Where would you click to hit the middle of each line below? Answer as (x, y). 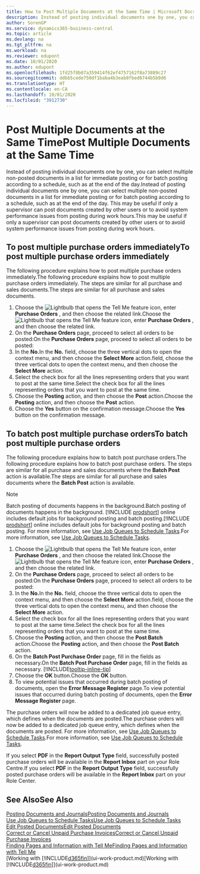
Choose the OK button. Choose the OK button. (71, 676)
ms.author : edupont (30, 67)
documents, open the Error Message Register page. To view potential (100, 688)
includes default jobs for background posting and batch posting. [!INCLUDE (98, 519)
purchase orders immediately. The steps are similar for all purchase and (94, 283)
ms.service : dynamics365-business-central (60, 28)
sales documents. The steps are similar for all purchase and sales (85, 290)
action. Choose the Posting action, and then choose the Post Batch (97, 644)
